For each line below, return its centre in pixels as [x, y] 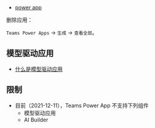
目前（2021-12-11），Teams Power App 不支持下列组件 [82, 105]
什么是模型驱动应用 [39, 69]
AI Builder [36, 120]
